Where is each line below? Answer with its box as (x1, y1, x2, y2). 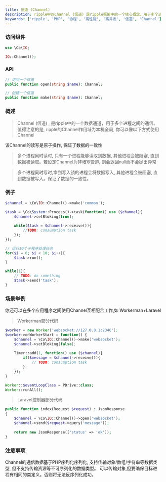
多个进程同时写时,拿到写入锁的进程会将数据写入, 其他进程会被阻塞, (17, 169, 152, 175)
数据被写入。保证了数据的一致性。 (21, 175, 91, 181)
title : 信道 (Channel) (5, 7, 50, 12)
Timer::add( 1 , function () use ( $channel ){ (14, 351, 103, 356)
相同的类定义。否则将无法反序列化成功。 (13, 471, 96, 478)
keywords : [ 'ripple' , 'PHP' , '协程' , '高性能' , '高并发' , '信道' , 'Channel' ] (5, 16, 162, 21)
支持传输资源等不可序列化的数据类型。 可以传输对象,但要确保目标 (20, 465, 153, 471)
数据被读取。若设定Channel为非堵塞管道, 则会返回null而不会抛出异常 (17, 159, 157, 165)
